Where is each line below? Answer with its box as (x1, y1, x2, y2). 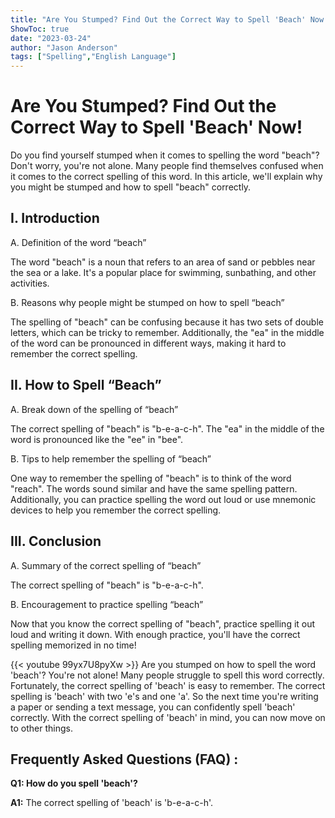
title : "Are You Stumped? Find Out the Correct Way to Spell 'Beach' (10, 14, 307, 25)
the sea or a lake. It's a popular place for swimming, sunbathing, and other (10, 266, 317, 278)
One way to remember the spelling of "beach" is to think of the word (10, 472, 292, 484)
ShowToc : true (10, 24, 70, 34)
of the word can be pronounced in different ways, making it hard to (10, 337, 287, 349)
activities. (10, 277, 50, 289)
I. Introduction (10, 210, 100, 227)
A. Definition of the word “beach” (10, 236, 147, 248)
